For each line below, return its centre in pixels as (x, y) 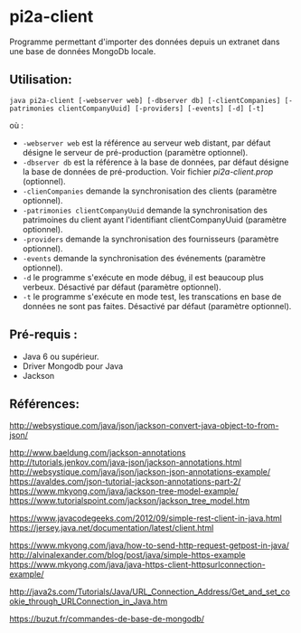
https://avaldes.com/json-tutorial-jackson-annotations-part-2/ (125, 482)
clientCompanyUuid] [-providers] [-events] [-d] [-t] (161, 109)
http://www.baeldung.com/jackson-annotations (98, 453)
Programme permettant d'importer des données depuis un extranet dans (145, 42)
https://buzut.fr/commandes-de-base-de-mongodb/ (107, 619)
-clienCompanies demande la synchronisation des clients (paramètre (150, 191)
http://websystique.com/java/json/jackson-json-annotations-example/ (140, 472)
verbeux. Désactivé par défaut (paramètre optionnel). (122, 287)
